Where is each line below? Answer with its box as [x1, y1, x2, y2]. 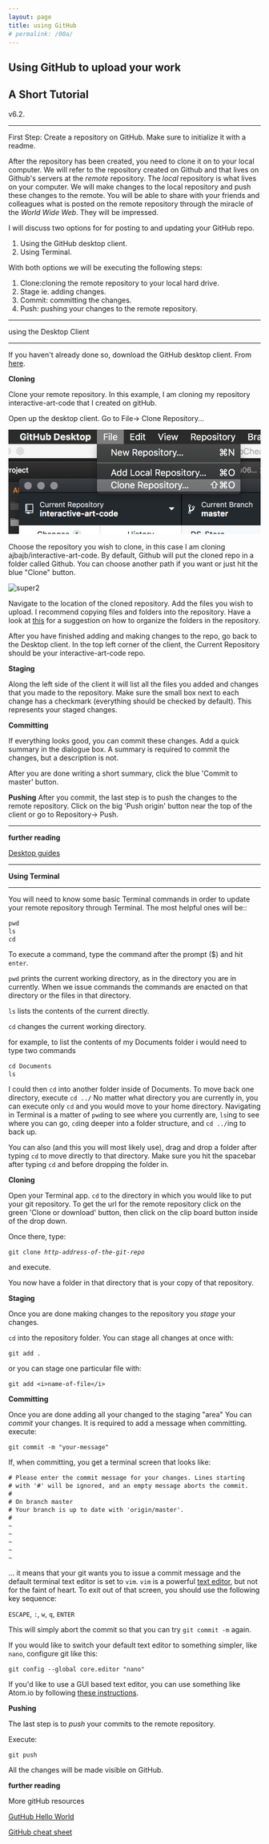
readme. [8, 140, 36, 150]
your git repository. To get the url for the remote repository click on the [8, 1199, 242, 1209]
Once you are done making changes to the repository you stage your [8, 1308, 236, 1319]
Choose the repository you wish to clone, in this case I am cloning [8, 541, 226, 551]
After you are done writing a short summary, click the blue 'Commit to [8, 768, 239, 778]
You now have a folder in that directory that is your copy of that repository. [8, 1278, 255, 1287]
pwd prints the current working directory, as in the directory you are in [8, 973, 237, 983]
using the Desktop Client [8, 326, 90, 336]
